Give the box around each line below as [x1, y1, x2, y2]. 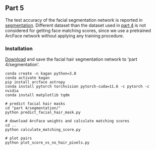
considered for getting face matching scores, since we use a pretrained [5, 27, 151, 34]
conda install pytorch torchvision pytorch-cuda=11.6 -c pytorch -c [5, 84, 150, 89]
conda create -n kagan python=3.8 [5, 71, 77, 76]
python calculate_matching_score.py [5, 127, 81, 132]
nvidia [5, 88, 19, 93]
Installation [5, 45, 33, 52]
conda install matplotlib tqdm [5, 93, 70, 98]
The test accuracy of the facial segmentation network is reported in [5, 17, 143, 23]
